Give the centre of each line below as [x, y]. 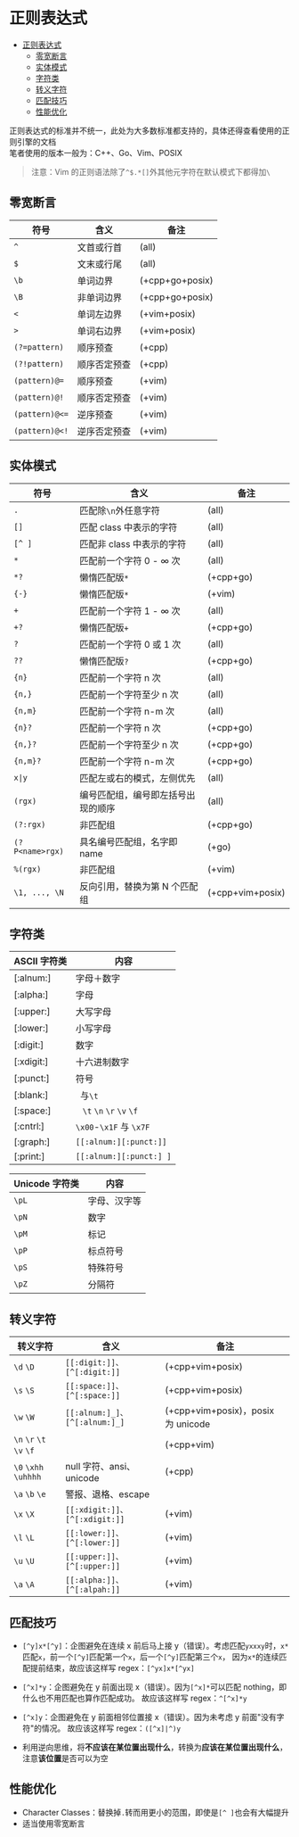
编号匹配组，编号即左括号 [133, 795]
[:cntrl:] [29, 1127]
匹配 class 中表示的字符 [129, 527]
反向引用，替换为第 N [124, 886]
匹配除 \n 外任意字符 [120, 510]
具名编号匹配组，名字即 [129, 841]
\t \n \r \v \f [110, 1111]
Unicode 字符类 [47, 1184]
